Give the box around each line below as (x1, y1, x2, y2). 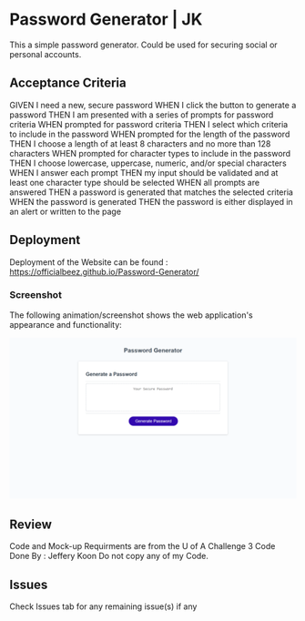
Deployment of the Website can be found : (9, 256, 168, 268)
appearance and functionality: (9, 319, 123, 330)
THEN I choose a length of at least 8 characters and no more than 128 (9, 137, 271, 149)
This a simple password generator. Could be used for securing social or (9, 39, 278, 50)
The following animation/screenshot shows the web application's (9, 310, 253, 321)
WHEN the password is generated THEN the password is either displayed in (9, 196, 293, 207)
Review (9, 516, 53, 532)
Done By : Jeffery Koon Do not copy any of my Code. (9, 551, 209, 562)
